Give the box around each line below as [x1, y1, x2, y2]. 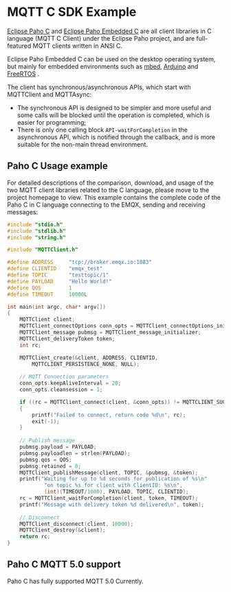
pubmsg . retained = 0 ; [19, 462, 81, 469]
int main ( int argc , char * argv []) [7, 303, 107, 310]
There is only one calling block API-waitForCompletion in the [16, 125, 188, 134]
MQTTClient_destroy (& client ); [19, 527, 107, 534]
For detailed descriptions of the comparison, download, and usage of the [7, 178, 214, 187]
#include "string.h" [7, 234, 67, 241]
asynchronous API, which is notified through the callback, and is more [16, 132, 215, 141]
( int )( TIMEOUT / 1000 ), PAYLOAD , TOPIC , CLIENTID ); [43, 489, 189, 496]
